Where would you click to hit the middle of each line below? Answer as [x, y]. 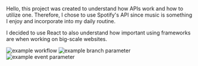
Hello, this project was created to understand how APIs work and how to [95, 9]
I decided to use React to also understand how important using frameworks [98, 33]
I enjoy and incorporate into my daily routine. [61, 21]
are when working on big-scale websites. [57, 39]
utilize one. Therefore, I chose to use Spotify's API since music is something [99, 15]
